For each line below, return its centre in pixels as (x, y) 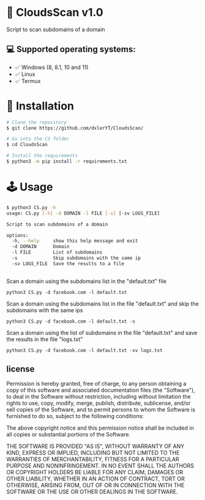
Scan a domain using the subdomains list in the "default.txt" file (87, 281)
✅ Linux (25, 74)
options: (17, 235)
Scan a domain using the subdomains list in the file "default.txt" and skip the (102, 303)
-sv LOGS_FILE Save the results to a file (68, 263)
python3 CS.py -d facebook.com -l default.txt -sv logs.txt (85, 350)
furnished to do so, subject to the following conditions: (75, 416)
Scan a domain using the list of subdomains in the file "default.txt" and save (102, 333)
